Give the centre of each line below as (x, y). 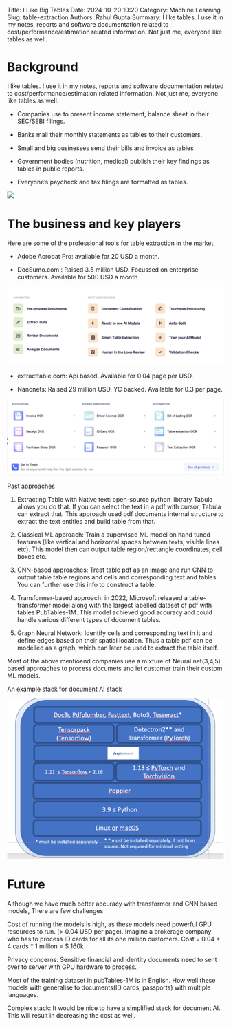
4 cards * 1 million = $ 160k (45, 946)
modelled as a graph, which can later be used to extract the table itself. (118, 648)
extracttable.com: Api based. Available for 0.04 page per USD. (105, 376)
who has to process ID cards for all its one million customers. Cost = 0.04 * (114, 939)
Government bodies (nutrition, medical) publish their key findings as (113, 161)
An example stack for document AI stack (65, 689)
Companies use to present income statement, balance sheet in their (113, 114)
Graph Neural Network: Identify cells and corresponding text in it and (115, 633)
